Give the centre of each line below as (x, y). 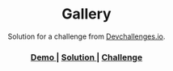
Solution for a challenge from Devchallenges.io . (86, 36)
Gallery (86, 14)
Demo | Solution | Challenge (86, 57)
